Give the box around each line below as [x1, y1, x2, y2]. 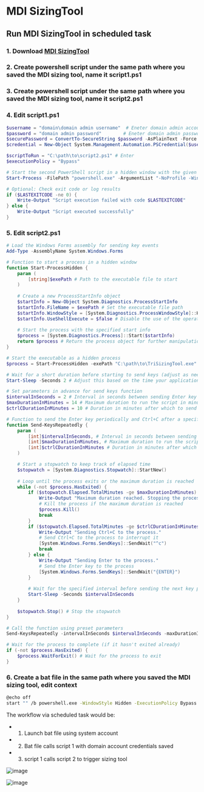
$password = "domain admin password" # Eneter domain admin [6, 130, 181, 136]
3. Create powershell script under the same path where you [6, 87, 185, 96]
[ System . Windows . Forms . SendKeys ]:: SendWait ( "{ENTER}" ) [38, 569, 181, 575]
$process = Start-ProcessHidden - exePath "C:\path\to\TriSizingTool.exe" [6, 360, 197, 366]
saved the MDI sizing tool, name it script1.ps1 [6, 71, 141, 79]
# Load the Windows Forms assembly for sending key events [6, 242, 159, 249]
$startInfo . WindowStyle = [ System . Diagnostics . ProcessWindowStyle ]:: [17, 310, 197, 316]
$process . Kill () [38, 506, 80, 513]
